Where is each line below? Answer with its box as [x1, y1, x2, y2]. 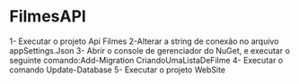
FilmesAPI [9, 6, 87, 27]
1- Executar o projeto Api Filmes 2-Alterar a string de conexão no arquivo [9, 36, 279, 46]
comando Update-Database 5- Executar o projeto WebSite [9, 64, 226, 75]
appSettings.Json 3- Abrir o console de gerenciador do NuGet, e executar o [9, 45, 290, 55]
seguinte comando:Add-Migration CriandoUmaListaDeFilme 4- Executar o [9, 55, 284, 65]
